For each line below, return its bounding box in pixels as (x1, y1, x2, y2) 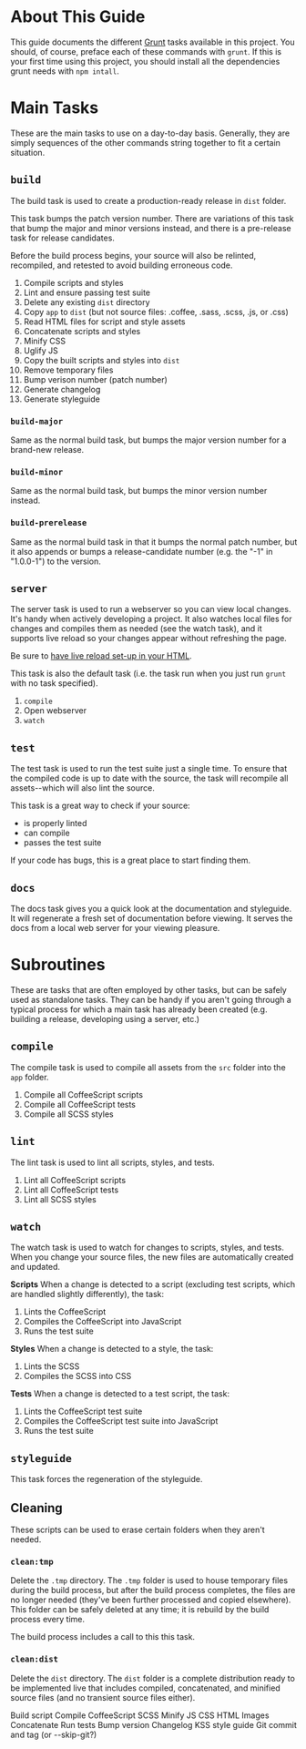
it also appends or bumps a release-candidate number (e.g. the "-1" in (10, 546, 273, 557)
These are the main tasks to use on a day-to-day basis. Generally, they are (10, 128, 291, 138)
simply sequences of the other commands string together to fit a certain (10, 137, 281, 148)
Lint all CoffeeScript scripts (23, 1174, 127, 1185)
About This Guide (10, 6, 146, 27)
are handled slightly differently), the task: (10, 1289, 165, 1300)
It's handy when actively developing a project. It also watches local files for (10, 613, 292, 625)
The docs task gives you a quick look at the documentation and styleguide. (10, 904, 292, 915)
